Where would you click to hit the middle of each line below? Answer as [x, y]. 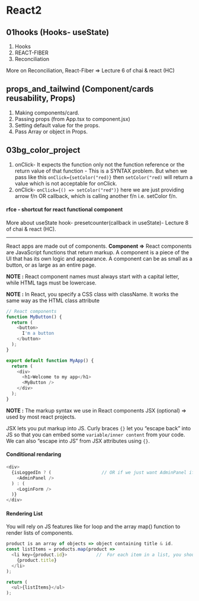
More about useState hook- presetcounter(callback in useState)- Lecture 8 [97, 222]
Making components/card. [47, 113]
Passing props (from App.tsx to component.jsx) [72, 119]
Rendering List [25, 513]
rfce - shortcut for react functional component [65, 210]
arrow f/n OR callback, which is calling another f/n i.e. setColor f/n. [96, 196]
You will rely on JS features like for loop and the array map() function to [93, 527]
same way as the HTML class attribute [53, 300]
